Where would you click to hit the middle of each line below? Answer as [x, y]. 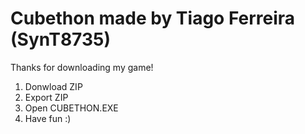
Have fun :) [48, 118]
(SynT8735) [60, 39]
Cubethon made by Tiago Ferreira [153, 18]
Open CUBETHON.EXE [71, 108]
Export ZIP [46, 97]
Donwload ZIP [53, 86]
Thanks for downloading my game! [82, 67]
